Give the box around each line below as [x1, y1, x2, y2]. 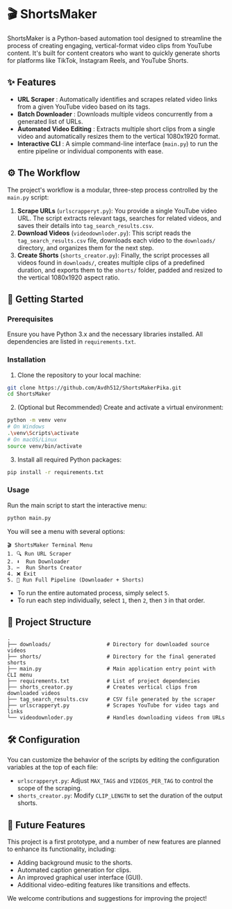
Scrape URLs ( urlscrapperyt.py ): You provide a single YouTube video [17, 206, 217, 215]
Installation [7, 355, 47, 365]
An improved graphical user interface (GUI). [17, 873, 143, 882]
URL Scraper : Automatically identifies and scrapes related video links [17, 95, 217, 103]
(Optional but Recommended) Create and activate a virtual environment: [17, 403, 224, 412]
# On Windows [7, 423, 45, 430]
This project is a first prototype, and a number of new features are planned [7, 838, 221, 846]
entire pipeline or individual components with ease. [17, 146, 164, 155]
